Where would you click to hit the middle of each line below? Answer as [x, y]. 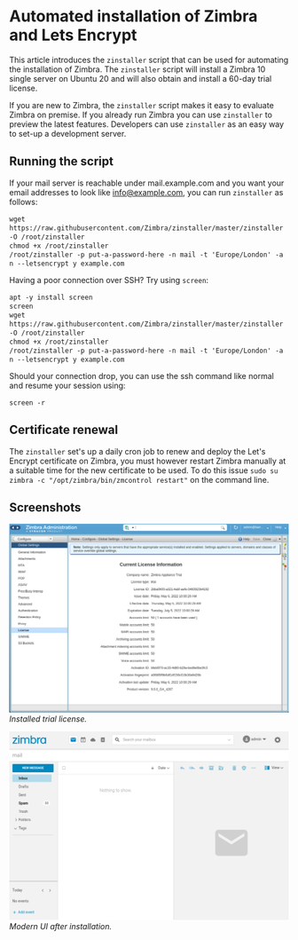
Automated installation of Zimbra [133, 16]
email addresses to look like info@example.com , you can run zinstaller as [146, 192]
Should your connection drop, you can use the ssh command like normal [142, 375]
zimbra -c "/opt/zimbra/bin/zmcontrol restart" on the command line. [139, 479]
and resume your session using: [67, 385]
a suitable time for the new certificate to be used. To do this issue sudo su [144, 470]
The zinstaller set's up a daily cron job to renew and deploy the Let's [137, 451]
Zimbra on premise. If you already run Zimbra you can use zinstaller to [141, 115]
